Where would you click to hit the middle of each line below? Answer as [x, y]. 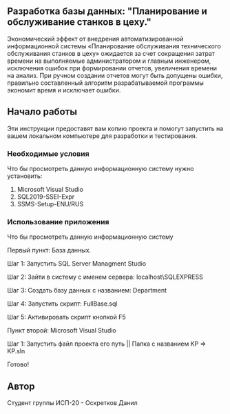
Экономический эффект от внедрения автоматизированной [95, 39]
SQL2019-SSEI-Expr [46, 197]
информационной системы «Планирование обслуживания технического [114, 46]
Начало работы [42, 112]
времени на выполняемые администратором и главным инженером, [109, 61]
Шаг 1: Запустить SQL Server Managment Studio [77, 264]
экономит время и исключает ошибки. [64, 90]
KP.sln [16, 351]
